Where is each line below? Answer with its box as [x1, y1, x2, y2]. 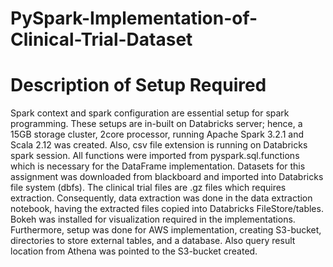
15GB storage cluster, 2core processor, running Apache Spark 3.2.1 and [10, 128, 304, 141]
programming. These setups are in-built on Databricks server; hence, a [10, 118, 303, 130]
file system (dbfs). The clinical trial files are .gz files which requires [10, 182, 287, 194]
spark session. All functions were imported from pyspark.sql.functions [10, 150, 300, 162]
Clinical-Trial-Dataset [10, 28, 193, 51]
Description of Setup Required [10, 74, 267, 97]
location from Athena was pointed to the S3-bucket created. [10, 245, 258, 257]
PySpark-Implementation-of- [10, 7, 258, 30]
